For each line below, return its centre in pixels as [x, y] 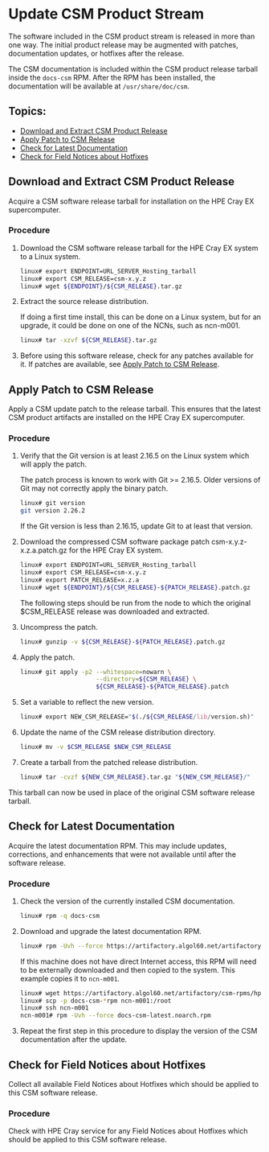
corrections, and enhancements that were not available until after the [122, 854]
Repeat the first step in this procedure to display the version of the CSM [139, 1031]
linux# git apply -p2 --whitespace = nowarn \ [96, 672]
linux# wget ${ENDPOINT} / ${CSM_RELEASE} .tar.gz [101, 286]
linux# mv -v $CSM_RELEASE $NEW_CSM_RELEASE [96, 747]
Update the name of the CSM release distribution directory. [118, 732]
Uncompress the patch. [59, 627]
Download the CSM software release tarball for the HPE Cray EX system [139, 248]
